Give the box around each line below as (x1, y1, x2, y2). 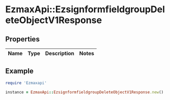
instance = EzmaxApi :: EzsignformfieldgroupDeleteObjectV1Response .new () (5, 89, 164, 95)
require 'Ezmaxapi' (5, 80, 47, 85)
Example (5, 67, 34, 76)
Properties (5, 35, 40, 43)
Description (45, 50, 74, 57)
